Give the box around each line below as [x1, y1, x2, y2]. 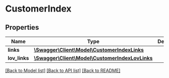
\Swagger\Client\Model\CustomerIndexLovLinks [34, 55, 153, 61]
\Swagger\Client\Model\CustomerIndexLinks [34, 46, 144, 53]
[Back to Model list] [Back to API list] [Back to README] [5, 67, 121, 73]
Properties [5, 23, 39, 32]
